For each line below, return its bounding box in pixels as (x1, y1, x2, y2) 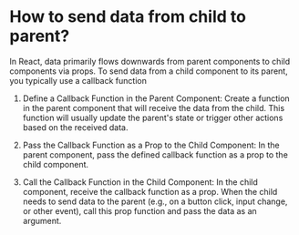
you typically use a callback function (9, 75, 148, 86)
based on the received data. (22, 121, 129, 133)
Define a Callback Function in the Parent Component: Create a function (22, 93, 290, 104)
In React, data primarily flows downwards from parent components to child (9, 56, 290, 66)
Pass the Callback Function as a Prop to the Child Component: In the (22, 139, 280, 150)
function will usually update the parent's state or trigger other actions (22, 112, 284, 123)
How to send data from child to (9, 6, 246, 27)
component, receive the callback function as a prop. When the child (22, 186, 278, 197)
